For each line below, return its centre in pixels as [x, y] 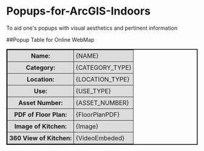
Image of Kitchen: [40, 126]
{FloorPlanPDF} [98, 115]
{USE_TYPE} [93, 91]
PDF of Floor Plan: [41, 115]
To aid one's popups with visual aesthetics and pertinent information [92, 28]
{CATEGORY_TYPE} [104, 67]
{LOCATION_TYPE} [103, 79]
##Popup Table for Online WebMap [50, 39]
